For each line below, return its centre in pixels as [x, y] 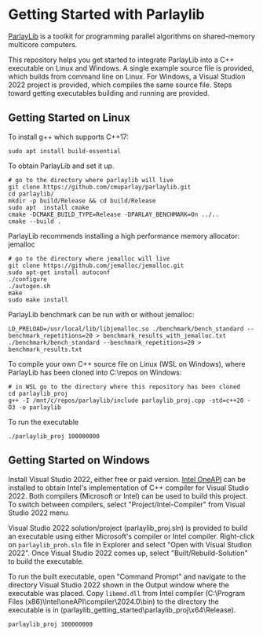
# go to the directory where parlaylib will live [91, 180]
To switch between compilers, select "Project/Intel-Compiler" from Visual [127, 504]
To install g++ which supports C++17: [69, 137]
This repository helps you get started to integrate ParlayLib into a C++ [121, 60]
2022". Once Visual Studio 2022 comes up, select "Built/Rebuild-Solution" [128, 553]
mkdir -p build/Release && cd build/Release [82, 201]
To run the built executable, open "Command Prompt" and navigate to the [127, 576]
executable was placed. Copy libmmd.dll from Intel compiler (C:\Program [127, 593]
